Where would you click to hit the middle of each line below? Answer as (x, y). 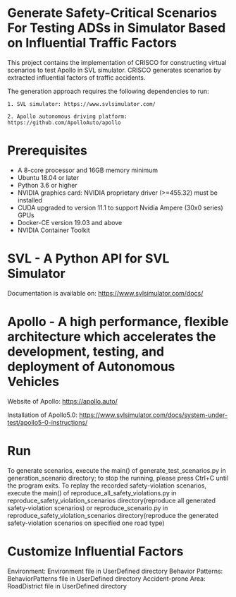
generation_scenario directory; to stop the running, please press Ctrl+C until (118, 478)
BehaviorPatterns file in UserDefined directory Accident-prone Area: (106, 578)
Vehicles (33, 382)
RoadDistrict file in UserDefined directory (67, 586)
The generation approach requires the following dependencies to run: (108, 91)
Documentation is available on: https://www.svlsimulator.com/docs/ (105, 293)
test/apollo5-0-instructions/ (48, 422)
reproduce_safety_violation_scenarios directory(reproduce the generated (113, 515)
